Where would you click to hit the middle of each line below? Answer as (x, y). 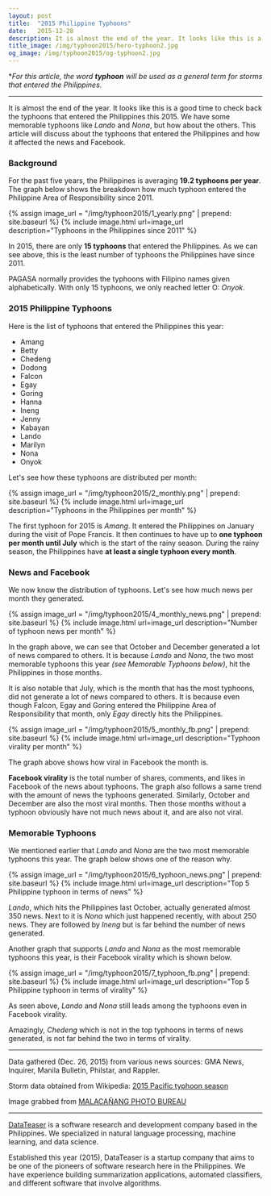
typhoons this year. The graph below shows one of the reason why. (120, 859)
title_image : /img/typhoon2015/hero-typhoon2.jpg (94, 46)
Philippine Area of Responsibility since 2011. (81, 198)
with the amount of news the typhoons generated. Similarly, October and (129, 794)
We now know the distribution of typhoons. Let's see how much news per (131, 590)
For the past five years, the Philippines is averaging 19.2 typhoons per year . (135, 181)
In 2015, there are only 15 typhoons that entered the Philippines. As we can (133, 246)
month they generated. (46, 598)
